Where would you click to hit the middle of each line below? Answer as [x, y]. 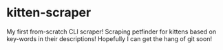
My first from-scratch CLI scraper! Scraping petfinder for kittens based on [111, 32]
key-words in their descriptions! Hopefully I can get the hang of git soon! [109, 38]
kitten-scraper [49, 13]
